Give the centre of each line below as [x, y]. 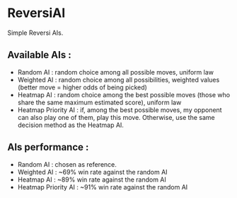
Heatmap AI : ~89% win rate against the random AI [92, 180]
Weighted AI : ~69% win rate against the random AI [92, 172]
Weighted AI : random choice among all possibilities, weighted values [118, 79]
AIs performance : [48, 147]
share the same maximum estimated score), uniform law [99, 102]
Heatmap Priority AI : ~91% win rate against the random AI [103, 187]
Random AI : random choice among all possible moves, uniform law [116, 72]
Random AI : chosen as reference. [67, 164]
